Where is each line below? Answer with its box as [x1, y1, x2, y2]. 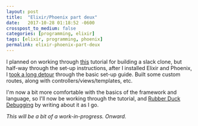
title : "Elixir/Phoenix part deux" [6, 14, 98, 20]
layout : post [6, 8, 39, 15]
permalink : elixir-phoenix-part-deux [6, 42, 100, 48]
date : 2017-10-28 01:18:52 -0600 [6, 20, 95, 26]
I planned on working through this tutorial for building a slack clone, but [6, 58, 182, 65]
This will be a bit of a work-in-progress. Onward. [6, 112, 127, 119]
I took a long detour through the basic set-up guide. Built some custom [6, 71, 181, 78]
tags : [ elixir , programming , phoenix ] [6, 36, 103, 42]
